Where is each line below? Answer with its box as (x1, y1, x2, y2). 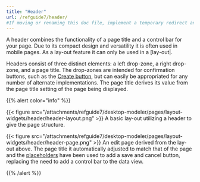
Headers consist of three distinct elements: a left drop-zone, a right (6, 60, 171, 67)
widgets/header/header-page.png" (6, 139, 92, 146)
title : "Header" (6, 8, 46, 15)
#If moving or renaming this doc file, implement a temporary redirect (6, 20, 187, 26)
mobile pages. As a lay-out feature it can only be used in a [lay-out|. (6, 49, 173, 56)
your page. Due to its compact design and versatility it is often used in (6, 42, 178, 49)
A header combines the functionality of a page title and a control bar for (6, 36, 183, 43)
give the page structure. (6, 121, 65, 128)
